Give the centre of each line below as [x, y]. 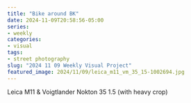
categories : [24, 40]
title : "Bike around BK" [43, 14]
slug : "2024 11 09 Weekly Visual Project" [69, 65]
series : [18, 26]
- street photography [39, 59]
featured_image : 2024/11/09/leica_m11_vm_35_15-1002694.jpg [96, 72]
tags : [15, 53]
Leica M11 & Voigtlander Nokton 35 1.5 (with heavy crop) [88, 92]
